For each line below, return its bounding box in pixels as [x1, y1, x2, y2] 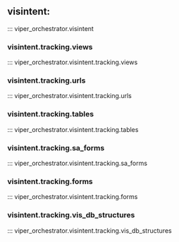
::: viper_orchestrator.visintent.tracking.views [7, 58, 138, 66]
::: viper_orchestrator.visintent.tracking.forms [7, 193, 138, 201]
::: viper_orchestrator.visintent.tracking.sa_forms [7, 159, 148, 167]
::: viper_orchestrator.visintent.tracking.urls [7, 92, 132, 100]
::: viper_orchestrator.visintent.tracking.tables [7, 125, 139, 133]
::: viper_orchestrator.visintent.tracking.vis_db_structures [7, 226, 172, 235]
